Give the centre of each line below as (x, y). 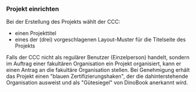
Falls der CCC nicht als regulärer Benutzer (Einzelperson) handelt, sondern (98, 58)
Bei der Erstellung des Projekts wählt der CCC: (63, 22)
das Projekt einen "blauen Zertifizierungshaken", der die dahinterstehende (97, 77)
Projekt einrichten (33, 9)
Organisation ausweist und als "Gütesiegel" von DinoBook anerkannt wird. (97, 83)
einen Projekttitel (35, 33)
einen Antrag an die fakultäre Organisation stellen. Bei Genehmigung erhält (98, 70)
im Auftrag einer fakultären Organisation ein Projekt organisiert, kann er (94, 64)
